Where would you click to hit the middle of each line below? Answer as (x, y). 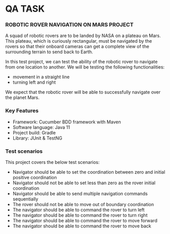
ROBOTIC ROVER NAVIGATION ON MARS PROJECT (69, 25)
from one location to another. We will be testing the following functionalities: (85, 67)
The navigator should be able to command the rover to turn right (80, 215)
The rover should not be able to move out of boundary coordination (83, 205)
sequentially (25, 199)
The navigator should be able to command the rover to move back (82, 226)
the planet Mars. (22, 97)
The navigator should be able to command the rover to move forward (85, 221)
